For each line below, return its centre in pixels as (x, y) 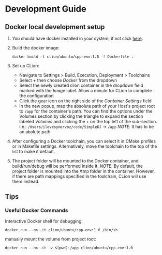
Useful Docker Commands (37, 210)
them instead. (26, 181)
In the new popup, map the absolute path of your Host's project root (87, 106)
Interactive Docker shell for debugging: (44, 221)
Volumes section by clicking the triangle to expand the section (81, 116)
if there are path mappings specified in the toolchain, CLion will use (79, 176)
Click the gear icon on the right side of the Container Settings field (85, 101)
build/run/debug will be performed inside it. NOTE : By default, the (77, 166)
